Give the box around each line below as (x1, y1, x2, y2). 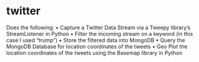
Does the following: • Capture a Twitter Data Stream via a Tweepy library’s (6, 24, 191, 31)
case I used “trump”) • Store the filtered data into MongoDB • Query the (6, 36, 185, 44)
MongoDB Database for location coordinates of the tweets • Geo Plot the (6, 43, 188, 50)
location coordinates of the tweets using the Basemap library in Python (6, 49, 183, 56)
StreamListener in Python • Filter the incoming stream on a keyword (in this (6, 30, 193, 37)
